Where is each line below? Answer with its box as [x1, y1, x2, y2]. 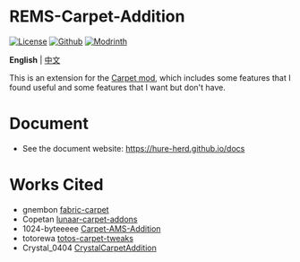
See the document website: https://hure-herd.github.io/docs [21, 143, 245, 153]
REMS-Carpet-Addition [9, 6, 185, 27]
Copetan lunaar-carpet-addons [21, 214, 138, 224]
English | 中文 [9, 54, 61, 65]
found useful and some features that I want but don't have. [9, 82, 227, 92]
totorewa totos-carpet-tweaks [21, 232, 134, 243]
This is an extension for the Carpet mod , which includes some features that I [9, 72, 291, 83]
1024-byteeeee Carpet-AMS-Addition [21, 223, 161, 234]
